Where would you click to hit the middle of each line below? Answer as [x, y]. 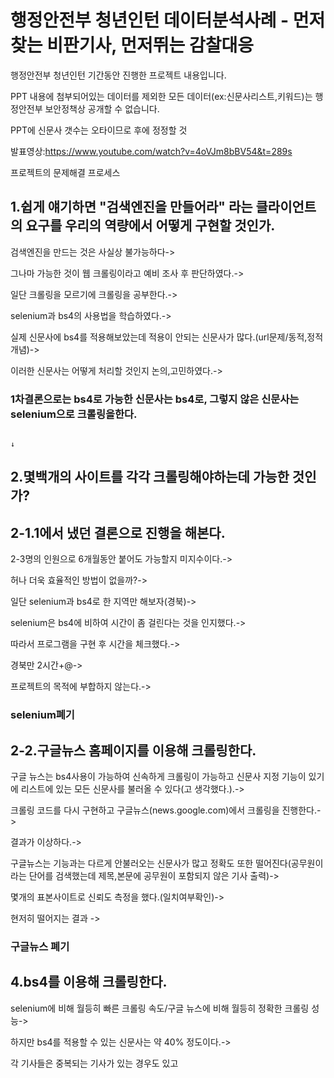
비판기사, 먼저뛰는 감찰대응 [150, 45]
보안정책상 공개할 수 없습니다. [102, 108]
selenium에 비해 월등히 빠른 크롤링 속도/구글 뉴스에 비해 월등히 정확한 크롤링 [160, 1008]
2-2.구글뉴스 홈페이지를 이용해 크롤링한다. [133, 750]
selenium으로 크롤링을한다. [74, 414]
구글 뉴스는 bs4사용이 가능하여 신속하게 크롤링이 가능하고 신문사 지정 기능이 [158, 776]
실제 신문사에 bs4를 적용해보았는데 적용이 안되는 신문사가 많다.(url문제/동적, [159, 337]
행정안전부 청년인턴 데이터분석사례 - [150, 20]
